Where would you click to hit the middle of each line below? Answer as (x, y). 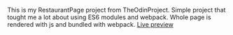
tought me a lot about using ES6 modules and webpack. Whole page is (109, 17)
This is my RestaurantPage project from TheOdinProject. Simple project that (116, 10)
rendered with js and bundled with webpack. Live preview (90, 24)
